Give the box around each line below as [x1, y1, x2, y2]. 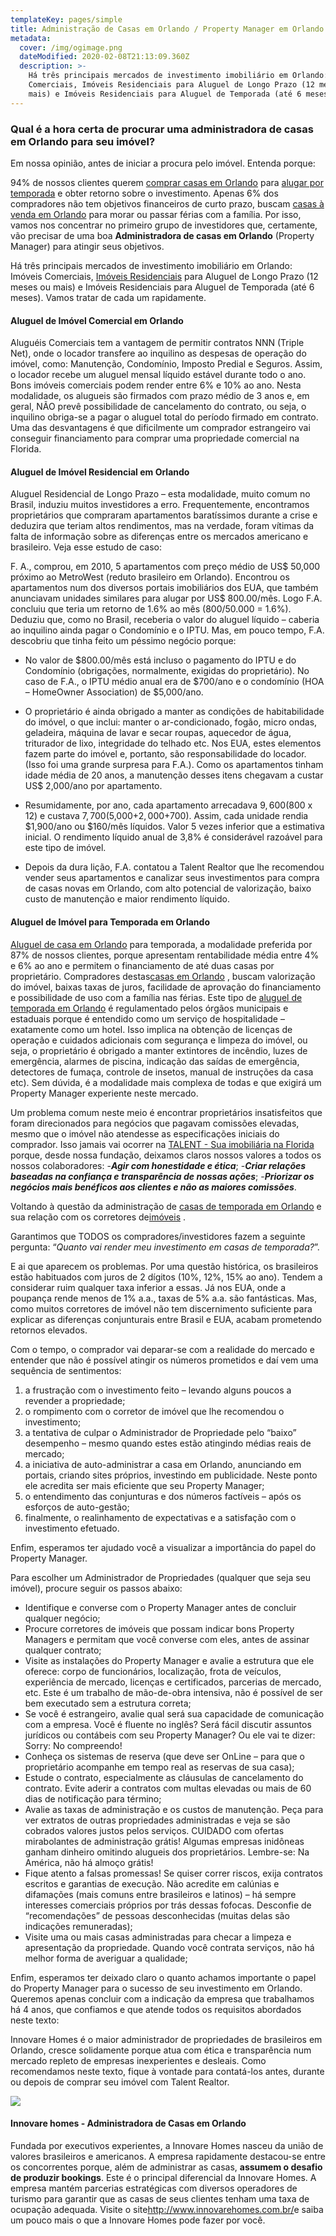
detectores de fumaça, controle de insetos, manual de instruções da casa [10, 1066, 314, 1078]
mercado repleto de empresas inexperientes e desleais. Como [10, 2054, 267, 2066]
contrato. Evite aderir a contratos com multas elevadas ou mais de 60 [24, 1782, 312, 1794]
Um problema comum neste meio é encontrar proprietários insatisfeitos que [10, 1106, 323, 1118]
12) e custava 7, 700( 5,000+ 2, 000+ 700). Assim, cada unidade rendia [24, 810, 309, 822]
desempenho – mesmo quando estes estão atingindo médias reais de [24, 1437, 312, 1449]
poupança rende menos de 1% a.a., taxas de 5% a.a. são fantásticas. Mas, [10, 1292, 317, 1304]
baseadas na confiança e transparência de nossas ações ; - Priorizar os [10, 1170, 315, 1182]
